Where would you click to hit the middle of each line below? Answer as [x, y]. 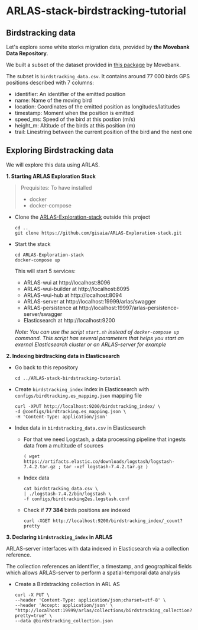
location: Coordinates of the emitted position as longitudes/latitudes [97, 107]
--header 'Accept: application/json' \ [64, 605]
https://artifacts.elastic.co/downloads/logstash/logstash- [99, 461]
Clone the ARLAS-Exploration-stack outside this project [82, 217]
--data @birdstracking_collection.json [64, 621]
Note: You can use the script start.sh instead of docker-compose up [97, 332]
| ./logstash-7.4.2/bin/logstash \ [67, 494]
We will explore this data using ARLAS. [53, 165]
